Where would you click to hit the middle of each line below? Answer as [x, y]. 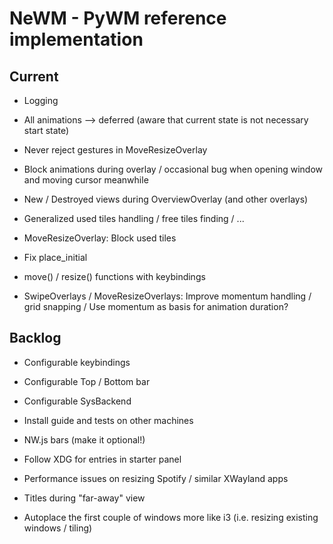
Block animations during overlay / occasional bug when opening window [173, 169]
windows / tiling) [58, 528]
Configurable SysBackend [77, 401]
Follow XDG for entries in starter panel [102, 459]
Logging [41, 100]
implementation [76, 39]
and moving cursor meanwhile [86, 180]
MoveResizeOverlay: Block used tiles [100, 238]
